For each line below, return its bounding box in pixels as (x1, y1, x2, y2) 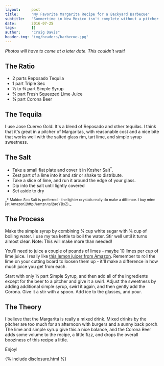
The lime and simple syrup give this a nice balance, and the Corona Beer (5, 326, 152, 332)
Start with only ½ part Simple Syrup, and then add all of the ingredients (5, 273, 148, 279)
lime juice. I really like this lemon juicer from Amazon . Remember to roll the (5, 253, 156, 259)
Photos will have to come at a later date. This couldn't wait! (5, 48, 125, 54)
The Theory (5, 303, 42, 312)
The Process (5, 215, 45, 223)
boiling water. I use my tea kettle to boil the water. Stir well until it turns (5, 233, 147, 239)
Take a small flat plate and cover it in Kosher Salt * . (12, 166, 114, 173)
